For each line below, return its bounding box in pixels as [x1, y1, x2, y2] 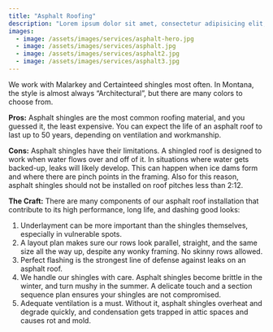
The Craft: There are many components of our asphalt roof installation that [8, 196, 259, 206]
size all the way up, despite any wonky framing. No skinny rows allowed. [19, 246, 263, 256]
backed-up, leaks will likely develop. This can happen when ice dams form [8, 163, 258, 173]
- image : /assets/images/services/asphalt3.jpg [15, 58, 180, 66]
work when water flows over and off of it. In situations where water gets [8, 154, 249, 164]
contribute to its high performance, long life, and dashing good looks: [8, 204, 240, 214]
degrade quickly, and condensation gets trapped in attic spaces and [19, 307, 249, 317]
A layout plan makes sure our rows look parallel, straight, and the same [19, 238, 258, 247]
